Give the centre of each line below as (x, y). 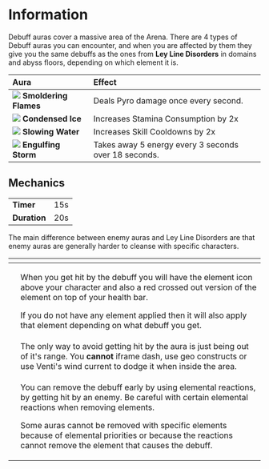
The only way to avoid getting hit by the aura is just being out (135, 346)
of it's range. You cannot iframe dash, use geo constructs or (134, 356)
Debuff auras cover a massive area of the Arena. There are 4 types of (123, 37)
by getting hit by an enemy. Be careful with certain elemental (134, 397)
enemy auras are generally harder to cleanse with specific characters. (124, 246)
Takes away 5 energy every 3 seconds (166, 144)
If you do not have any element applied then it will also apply (134, 315)
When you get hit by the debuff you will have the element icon (137, 277)
